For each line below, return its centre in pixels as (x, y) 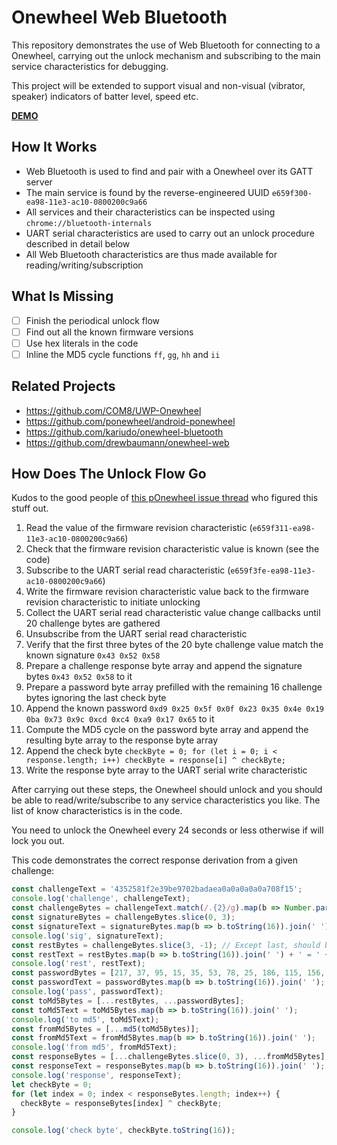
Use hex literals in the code (82, 343)
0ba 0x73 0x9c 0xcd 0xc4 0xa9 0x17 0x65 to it (120, 719)
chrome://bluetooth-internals (89, 223)
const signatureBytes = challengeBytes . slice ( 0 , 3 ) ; (123, 917)
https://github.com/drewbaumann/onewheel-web (127, 442)
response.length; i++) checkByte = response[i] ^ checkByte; (156, 761)
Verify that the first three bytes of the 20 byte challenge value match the (174, 645)
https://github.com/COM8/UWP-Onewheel (113, 410)
